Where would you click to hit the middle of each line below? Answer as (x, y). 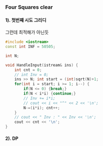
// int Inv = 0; (32, 75)
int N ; (12, 56)
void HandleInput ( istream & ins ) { (42, 65)
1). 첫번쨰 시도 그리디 (26, 20)
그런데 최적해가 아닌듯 (27, 32)
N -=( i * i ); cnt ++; (42, 108)
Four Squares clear (29, 7)
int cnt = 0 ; (28, 70)
